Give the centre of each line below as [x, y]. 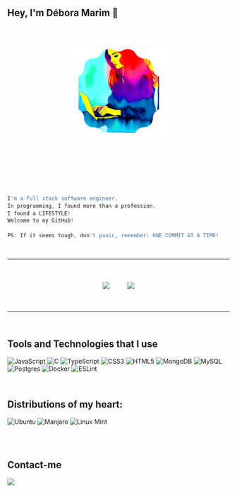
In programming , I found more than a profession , [82, 206]
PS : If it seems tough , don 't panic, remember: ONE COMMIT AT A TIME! [113, 236]
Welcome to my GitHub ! [41, 221]
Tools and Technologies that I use [83, 344]
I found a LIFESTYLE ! [39, 213]
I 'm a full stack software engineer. [63, 198]
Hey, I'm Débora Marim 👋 [63, 13]
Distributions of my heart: [65, 404]
